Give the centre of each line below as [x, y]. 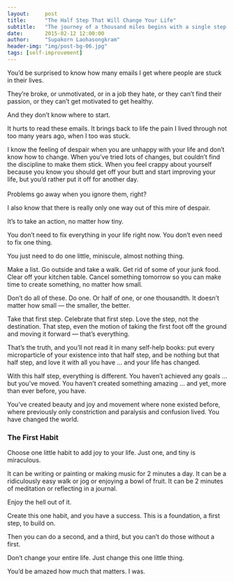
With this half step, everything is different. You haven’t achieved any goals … [117, 376]
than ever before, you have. [47, 390]
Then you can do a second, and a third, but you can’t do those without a [111, 537]
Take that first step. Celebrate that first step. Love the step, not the [103, 319]
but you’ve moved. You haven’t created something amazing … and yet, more [117, 383]
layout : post [32, 14]
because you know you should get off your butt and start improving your [112, 172]
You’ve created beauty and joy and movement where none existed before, [114, 404]
